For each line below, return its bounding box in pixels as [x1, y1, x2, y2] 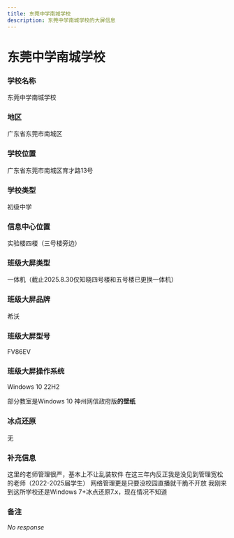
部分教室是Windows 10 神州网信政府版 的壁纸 [7, 397, 136, 406]
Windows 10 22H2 [7, 382, 60, 391]
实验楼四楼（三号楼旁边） [7, 239, 81, 247]
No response [7, 523, 45, 532]
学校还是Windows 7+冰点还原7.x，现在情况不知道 [25, 488, 168, 496]
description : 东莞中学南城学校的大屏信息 [7, 17, 116, 24]
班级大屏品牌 [7, 295, 51, 305]
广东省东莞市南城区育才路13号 [7, 166, 94, 174]
